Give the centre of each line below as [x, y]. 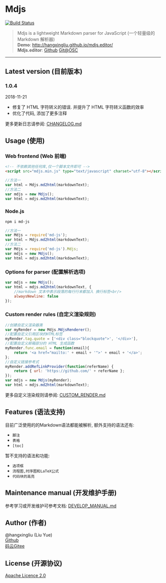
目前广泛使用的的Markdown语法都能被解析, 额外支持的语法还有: [70, 425]
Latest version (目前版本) [44, 72]
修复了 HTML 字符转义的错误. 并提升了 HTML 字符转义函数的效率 [78, 107]
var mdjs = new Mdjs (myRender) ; [38, 380]
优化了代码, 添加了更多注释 [40, 113]
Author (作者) [26, 523]
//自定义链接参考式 [22, 362]
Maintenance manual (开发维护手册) [61, 493]
